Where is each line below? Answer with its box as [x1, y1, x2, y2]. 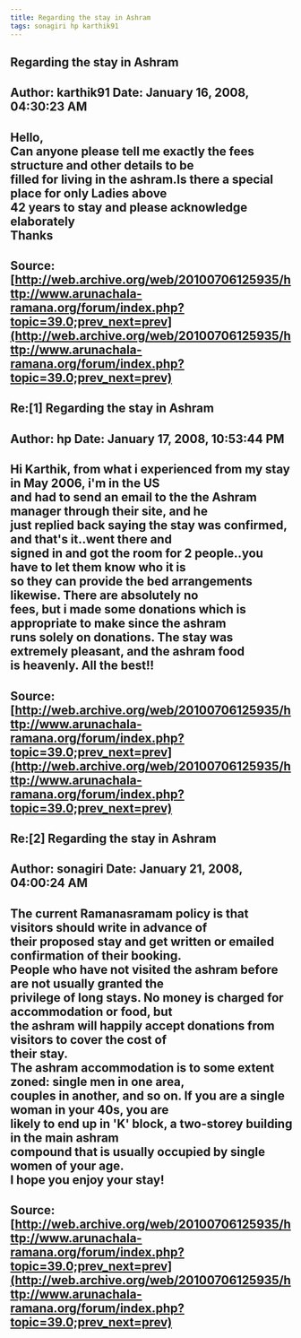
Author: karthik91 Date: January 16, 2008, [10, 85, 249, 100]
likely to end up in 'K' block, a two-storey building [10, 1116, 293, 1131]
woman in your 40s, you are [10, 1102, 169, 1117]
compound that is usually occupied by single [10, 1144, 266, 1160]
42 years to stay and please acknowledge [10, 199, 248, 215]
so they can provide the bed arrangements [10, 574, 254, 589]
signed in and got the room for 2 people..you [10, 546, 263, 561]
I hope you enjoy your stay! [10, 1172, 165, 1187]
